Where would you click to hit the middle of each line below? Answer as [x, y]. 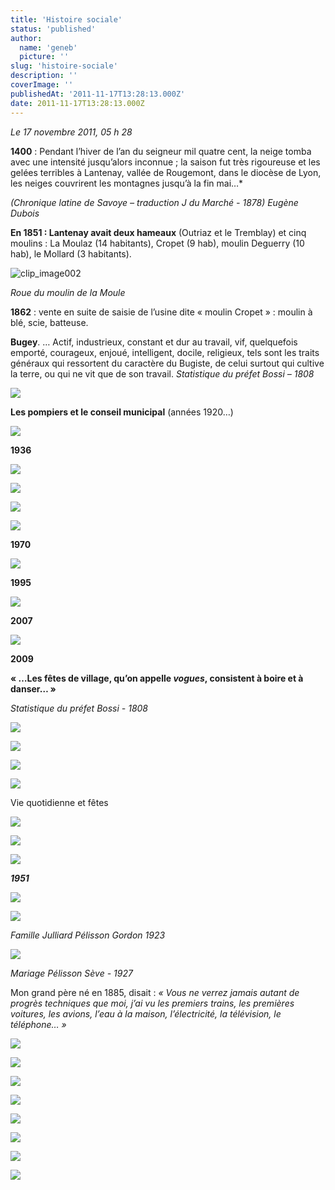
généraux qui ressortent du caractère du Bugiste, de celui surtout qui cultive [167, 363]
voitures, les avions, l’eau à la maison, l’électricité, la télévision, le [146, 1013]
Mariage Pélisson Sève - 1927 [71, 973]
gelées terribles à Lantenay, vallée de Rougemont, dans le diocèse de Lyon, [166, 172]
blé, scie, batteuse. [49, 322]
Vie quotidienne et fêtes [59, 802]
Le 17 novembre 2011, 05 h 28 [71, 132]
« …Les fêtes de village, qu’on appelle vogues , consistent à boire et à [157, 678]
